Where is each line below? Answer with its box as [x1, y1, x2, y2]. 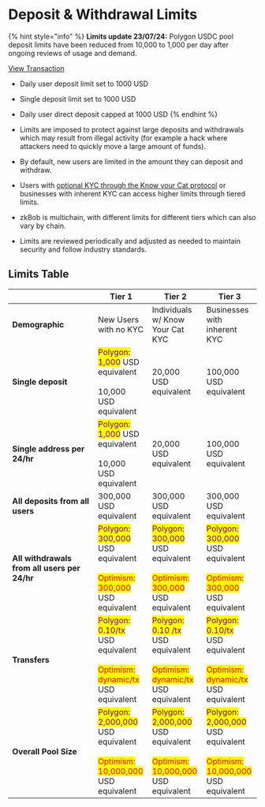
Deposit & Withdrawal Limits [8, 6, 198, 24]
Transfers [12, 654, 50, 665]
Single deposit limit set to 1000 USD [19, 94, 136, 103]
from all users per [12, 562, 80, 573]
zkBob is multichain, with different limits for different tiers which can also [19, 212, 256, 222]
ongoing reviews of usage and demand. [8, 48, 137, 58]
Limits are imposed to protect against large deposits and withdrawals [19, 125, 244, 134]
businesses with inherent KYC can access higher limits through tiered [19, 189, 246, 198]
